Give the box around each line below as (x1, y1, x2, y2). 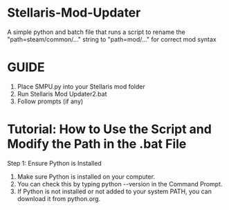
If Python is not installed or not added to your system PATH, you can (17, 187, 212, 195)
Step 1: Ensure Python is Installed (7, 159, 102, 167)
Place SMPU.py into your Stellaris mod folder (17, 82, 145, 91)
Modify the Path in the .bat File (7, 137, 187, 152)
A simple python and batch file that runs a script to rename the (7, 28, 185, 36)
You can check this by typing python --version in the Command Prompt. (17, 180, 223, 188)
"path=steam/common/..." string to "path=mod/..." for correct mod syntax (7, 35, 217, 43)
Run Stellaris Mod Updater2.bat (17, 89, 107, 98)
